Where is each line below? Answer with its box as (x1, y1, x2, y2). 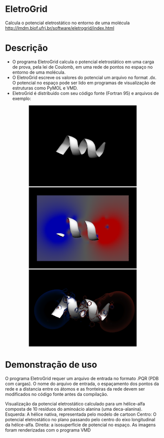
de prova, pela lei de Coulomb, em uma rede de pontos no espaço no (12, 64, 153, 70)
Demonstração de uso (5, 359, 98, 370)
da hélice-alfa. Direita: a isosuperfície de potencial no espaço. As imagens (5, 422, 156, 428)
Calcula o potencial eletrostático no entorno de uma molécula (5, 20, 130, 26)
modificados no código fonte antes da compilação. (5, 392, 108, 397)
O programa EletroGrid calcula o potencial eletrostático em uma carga (12, 58, 154, 65)
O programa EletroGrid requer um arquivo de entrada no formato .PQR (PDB (5, 376, 159, 382)
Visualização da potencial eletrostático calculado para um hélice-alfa (5, 401, 145, 407)
